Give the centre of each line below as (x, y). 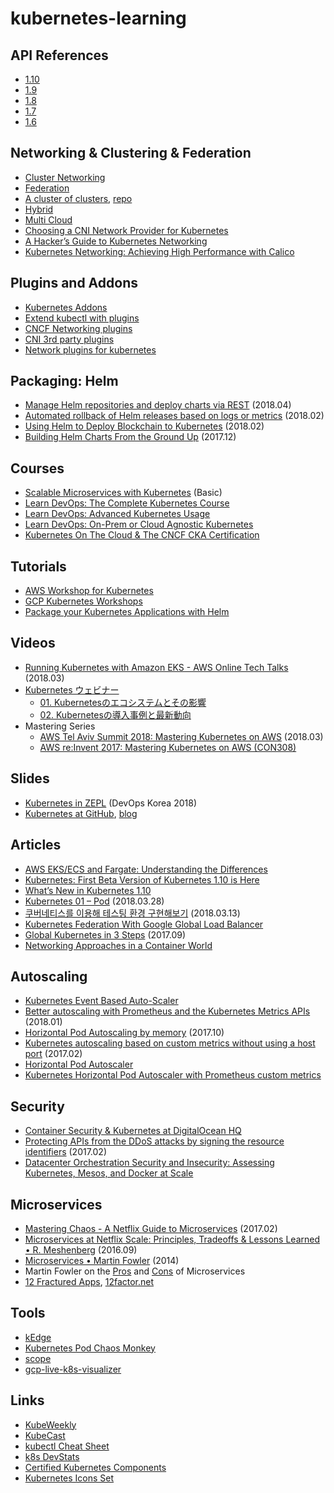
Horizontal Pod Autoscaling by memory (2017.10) (124, 1033)
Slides (30, 778)
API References (59, 55)
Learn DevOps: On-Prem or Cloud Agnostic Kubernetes (139, 524)
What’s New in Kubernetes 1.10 (88, 890)
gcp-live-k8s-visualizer (73, 1369)
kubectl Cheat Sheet (67, 1446)
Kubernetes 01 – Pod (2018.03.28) (94, 901)
